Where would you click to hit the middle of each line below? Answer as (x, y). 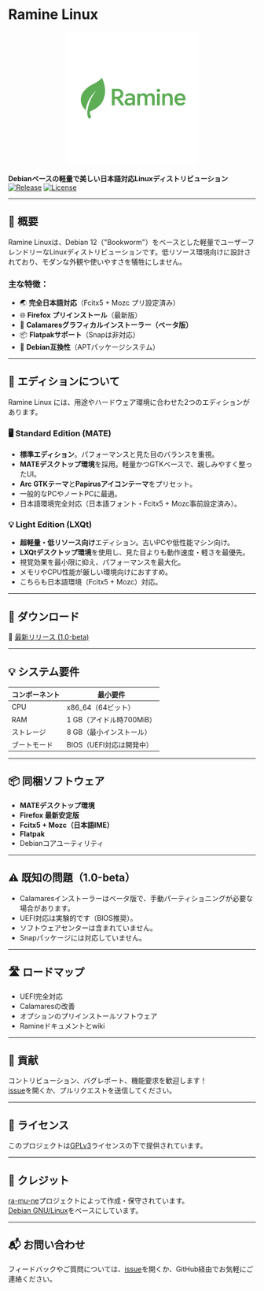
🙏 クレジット (38, 1180)
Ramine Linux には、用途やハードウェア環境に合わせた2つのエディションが (129, 402)
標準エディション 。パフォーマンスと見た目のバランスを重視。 (119, 454)
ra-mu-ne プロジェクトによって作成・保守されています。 (99, 1200)
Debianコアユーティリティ (62, 843)
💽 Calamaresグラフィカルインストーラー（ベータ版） (106, 325)
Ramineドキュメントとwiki (62, 1026)
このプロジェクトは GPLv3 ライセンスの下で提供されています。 (108, 1146)
